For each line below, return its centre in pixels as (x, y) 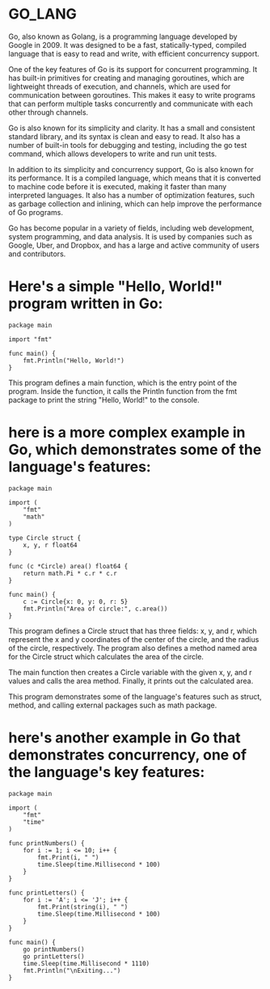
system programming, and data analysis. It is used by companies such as (131, 236)
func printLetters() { (46, 893)
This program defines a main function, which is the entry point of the (122, 382)
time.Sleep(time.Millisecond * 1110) (86, 963)
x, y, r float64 (51, 545)
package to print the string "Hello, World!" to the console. (104, 399)
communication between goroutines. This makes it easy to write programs (132, 95)
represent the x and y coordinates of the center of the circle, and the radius (134, 639)
